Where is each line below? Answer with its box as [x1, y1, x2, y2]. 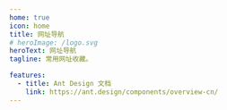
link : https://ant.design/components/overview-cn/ [25, 87, 219, 97]
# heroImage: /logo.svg [9, 38, 99, 47]
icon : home [9, 21, 50, 30]
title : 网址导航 [9, 30, 65, 38]
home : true [9, 13, 50, 22]
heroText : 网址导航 [9, 47, 77, 55]
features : [9, 71, 47, 80]
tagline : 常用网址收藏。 [9, 55, 92, 63]
